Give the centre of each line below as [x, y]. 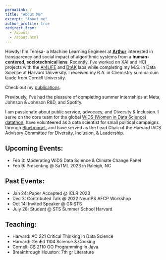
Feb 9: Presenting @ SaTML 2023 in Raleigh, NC [62, 165]
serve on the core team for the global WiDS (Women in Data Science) [76, 117]
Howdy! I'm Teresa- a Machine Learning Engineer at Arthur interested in [79, 51]
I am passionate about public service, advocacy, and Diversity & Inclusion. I [82, 111]
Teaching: [21, 224]
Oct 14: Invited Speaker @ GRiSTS [47, 204]
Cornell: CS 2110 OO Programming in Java [55, 247]
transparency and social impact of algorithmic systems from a [68, 56]
